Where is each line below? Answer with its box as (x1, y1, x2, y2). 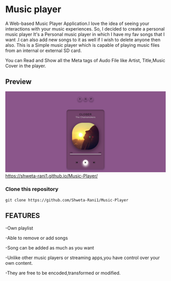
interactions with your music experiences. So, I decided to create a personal (5, 25, 165, 32)
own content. (5, 260, 33, 266)
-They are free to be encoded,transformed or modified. (5, 270, 121, 276)
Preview (5, 77, 32, 86)
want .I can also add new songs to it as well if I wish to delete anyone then (5, 37, 161, 43)
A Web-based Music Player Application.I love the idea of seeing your (5, 20, 150, 26)
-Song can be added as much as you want (5, 244, 94, 250)
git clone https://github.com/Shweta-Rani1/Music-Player (5, 198, 129, 203)
